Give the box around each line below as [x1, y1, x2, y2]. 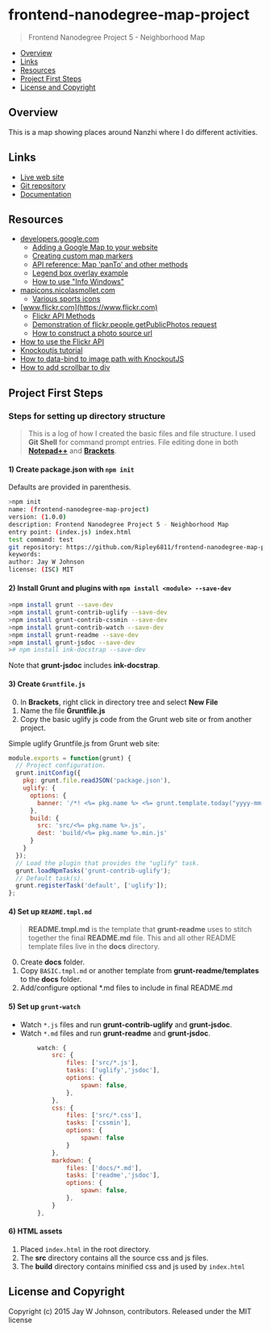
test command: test [8, 535, 74, 544]
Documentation [19, 189, 72, 199]
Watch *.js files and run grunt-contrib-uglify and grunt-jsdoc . [19, 1019, 232, 1029]
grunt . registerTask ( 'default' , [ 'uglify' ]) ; [15, 882, 168, 890]
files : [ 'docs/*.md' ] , [65, 1164, 143, 1172]
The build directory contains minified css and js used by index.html [19, 1262, 246, 1271]
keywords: [8, 551, 42, 559]
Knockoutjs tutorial [19, 346, 83, 355]
